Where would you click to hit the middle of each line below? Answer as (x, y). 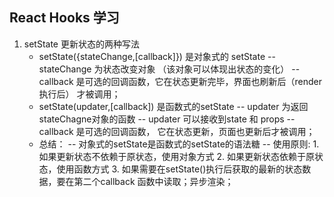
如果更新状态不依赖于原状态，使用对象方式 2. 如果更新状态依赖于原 (177, 156)
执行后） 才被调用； (79, 94)
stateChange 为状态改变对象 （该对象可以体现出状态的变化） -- (169, 69)
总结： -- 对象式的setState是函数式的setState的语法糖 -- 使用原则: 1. (179, 144)
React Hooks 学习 (64, 18)
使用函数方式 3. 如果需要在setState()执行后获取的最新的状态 (179, 169)
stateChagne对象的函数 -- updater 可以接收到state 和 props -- (167, 119)
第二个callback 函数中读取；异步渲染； (153, 181)
